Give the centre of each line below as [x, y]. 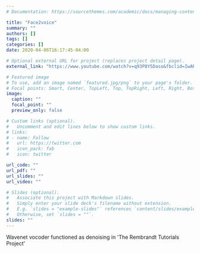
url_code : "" [22, 165]
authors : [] [21, 33]
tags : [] [17, 39]
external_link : [25, 66]
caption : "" [26, 99]
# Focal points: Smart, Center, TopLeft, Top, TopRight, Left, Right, [96, 88]
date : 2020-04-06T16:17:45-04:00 [48, 50]
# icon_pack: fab [30, 149]
